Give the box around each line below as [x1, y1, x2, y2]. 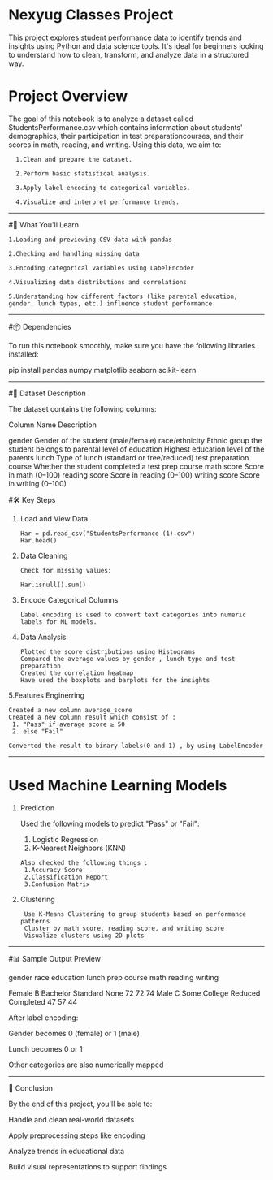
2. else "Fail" [11, 727, 63, 736]
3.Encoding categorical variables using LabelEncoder [8, 264, 195, 272]
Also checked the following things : [19, 858, 149, 867]
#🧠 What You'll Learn [8, 219, 80, 229]
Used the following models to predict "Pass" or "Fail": [19, 819, 200, 828]
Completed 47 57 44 [8, 996, 78, 1006]
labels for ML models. [19, 617, 97, 626]
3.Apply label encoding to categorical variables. [15, 184, 191, 192]
